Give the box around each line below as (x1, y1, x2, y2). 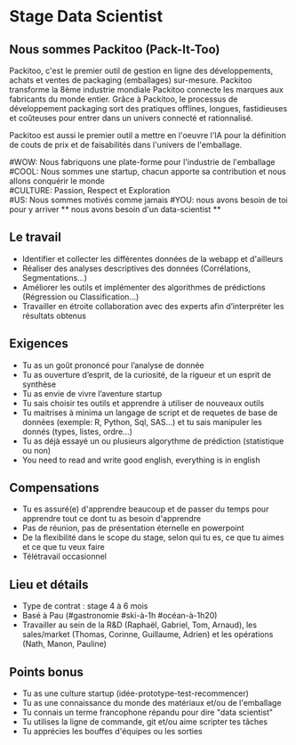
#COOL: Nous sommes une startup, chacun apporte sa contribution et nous (9, 167, 286, 176)
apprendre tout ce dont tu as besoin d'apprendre (21, 513, 202, 524)
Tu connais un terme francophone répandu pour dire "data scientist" (21, 707, 274, 718)
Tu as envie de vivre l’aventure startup (21, 388, 163, 398)
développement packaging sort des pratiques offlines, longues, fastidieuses (9, 103, 288, 113)
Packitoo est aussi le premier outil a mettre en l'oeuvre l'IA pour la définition (9, 130, 286, 140)
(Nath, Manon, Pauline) (21, 639, 107, 650)
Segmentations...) (21, 272, 87, 282)
